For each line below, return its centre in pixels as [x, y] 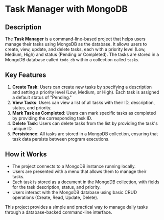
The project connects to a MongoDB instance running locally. [74, 166]
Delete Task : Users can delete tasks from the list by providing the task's [85, 123]
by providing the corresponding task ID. [52, 118]
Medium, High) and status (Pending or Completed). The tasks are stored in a [82, 54]
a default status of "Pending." [42, 97]
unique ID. [22, 128]
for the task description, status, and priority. [57, 187]
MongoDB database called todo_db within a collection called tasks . [72, 60]
